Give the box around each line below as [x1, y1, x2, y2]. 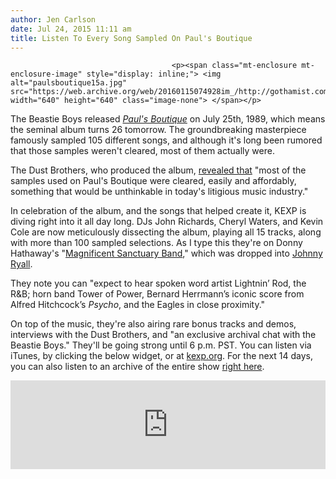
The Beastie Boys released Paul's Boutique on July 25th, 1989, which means [10, 113, 326, 125]
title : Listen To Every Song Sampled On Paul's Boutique [10, 33, 253, 43]
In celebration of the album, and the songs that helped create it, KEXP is [10, 205, 307, 217]
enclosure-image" [10, 69, 83, 80]
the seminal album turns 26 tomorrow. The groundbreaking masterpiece [10, 124, 307, 136]
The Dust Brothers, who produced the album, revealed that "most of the [10, 164, 307, 176]
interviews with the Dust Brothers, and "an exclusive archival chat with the [10, 329, 317, 341]
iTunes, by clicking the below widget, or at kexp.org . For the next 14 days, [10, 350, 314, 362]
